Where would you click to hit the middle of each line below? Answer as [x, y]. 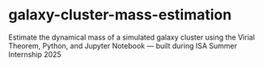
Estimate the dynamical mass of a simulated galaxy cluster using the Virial [131, 37]
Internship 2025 [35, 54]
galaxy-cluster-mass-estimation [120, 15]
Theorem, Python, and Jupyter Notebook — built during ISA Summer [123, 45]
